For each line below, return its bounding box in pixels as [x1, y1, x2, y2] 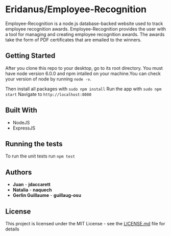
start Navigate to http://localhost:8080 [5, 91, 92, 97]
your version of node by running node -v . [5, 75, 92, 82]
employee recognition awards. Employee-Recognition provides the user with [5, 25, 166, 32]
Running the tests [5, 139, 63, 148]
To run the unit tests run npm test [5, 153, 76, 159]
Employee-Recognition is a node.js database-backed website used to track [5, 20, 163, 27]
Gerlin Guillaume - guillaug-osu [12, 192, 82, 198]
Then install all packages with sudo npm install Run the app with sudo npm [5, 86, 162, 92]
